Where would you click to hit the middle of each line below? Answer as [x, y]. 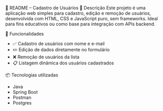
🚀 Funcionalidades [25, 34]
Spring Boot [25, 92]
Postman [22, 97]
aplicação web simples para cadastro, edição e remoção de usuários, [78, 13]
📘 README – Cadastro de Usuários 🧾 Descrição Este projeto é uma [76, 8]
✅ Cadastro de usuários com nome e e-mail [59, 44]
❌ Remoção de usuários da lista [46, 57]
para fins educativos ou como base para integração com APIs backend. [80, 24]
